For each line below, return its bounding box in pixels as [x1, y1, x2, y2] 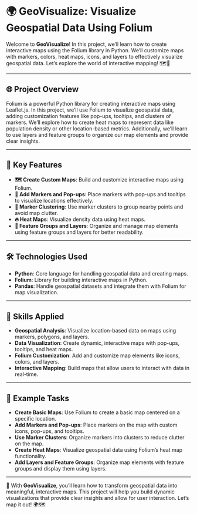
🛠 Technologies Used [6, 251, 88, 261]
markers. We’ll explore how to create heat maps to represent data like [6, 119, 174, 126]
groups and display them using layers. [14, 465, 107, 472]
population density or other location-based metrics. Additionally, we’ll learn [6, 125, 188, 132]
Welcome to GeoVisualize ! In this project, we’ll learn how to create [6, 41, 167, 48]
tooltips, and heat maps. [14, 346, 73, 353]
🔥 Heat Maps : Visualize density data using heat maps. [14, 216, 145, 223]
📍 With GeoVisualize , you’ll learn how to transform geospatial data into [6, 482, 178, 489]
